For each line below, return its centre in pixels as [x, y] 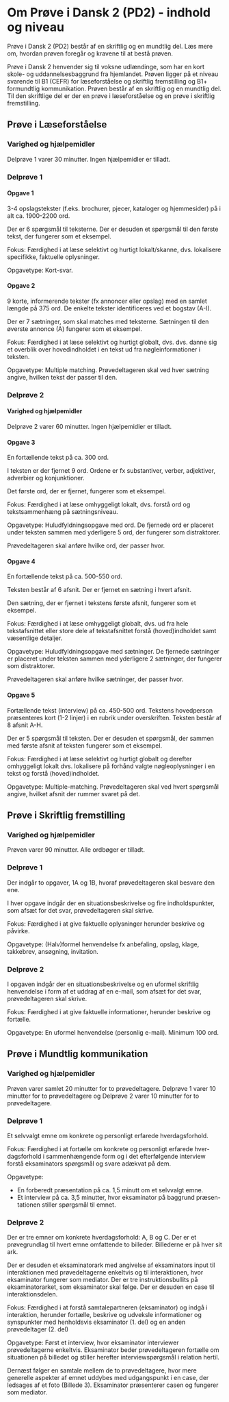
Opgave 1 [21, 193]
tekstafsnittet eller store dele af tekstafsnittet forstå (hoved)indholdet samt [112, 631]
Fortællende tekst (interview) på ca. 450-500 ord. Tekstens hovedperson [110, 710]
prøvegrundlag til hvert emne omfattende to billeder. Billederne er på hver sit [114, 1244]
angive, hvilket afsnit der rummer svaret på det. [73, 794]
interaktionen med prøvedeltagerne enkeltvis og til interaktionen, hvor [105, 1272]
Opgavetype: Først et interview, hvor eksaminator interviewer [93, 1343]
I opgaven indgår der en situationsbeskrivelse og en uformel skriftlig [103, 984]
